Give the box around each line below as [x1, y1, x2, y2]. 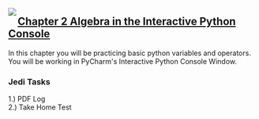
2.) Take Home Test [8, 102, 73, 112]
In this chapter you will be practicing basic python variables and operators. [8, 48, 251, 58]
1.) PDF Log [8, 95, 46, 104]
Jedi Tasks [8, 76, 51, 87]
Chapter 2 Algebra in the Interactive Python [17, 15, 236, 28]
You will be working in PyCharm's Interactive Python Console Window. [8, 56, 237, 66]
